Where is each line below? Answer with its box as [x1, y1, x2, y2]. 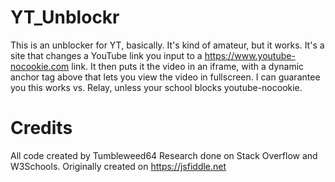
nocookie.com [10, 60, 70, 72]
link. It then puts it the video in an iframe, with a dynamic [71, 60, 305, 72]
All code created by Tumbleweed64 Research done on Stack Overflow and [10, 149, 318, 161]
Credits [10, 117, 73, 140]
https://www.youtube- [204, 49, 296, 61]
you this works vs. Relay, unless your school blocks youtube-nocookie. [10, 81, 303, 93]
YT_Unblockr [10, 6, 120, 29]
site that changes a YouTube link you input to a [10, 49, 203, 61]
